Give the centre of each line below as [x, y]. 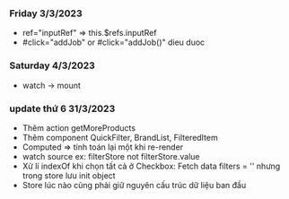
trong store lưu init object [69, 175]
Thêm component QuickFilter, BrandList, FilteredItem [120, 137]
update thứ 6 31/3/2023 [62, 108]
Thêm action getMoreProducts [79, 127]
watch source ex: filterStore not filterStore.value [111, 156]
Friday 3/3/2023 [46, 13]
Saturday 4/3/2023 [53, 65]
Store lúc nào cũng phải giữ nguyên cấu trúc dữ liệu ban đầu [134, 185]
